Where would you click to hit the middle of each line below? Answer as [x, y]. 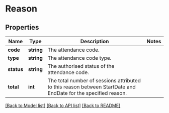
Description [95, 41]
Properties [22, 27]
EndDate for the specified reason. [87, 93]
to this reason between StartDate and [92, 87]
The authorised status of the [81, 66]
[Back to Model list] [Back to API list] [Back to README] [63, 105]
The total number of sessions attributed [94, 81]
